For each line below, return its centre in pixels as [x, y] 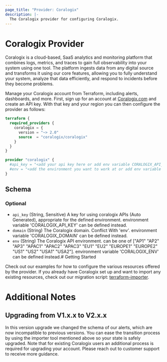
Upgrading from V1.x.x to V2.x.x [56, 315]
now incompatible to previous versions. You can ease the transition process [83, 333]
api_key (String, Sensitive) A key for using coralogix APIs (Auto [77, 214]
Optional [16, 204]
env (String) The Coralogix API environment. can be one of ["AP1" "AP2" [86, 241]
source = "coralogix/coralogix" [53, 137]
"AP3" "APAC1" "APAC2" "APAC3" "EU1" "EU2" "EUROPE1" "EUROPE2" [85, 246]
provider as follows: [25, 110]
